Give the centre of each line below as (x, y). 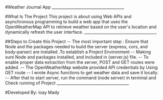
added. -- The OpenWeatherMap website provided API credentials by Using (81, 67)
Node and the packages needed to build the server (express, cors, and (76, 47)
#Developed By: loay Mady (32, 92)
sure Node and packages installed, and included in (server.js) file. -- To (77, 57)
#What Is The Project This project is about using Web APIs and (68, 16)
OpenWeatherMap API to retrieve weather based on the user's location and (81, 27)
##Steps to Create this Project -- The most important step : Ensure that (77, 41)
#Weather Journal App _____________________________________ (65, 7)
